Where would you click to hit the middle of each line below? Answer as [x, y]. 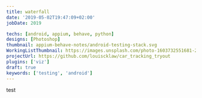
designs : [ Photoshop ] [33, 40]
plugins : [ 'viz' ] [28, 62]
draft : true [21, 67]
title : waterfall [28, 12]
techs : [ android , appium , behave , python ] [60, 34]
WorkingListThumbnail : [35, 51]
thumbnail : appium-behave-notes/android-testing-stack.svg [82, 45]
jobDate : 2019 [24, 23]
